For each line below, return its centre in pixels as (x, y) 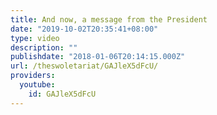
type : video (35, 38)
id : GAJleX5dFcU (62, 94)
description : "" (44, 47)
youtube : (37, 85)
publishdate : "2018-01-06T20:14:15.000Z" (98, 57)
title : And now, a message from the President (109, 19)
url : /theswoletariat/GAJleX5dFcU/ (84, 66)
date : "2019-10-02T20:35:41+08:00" (84, 29)
